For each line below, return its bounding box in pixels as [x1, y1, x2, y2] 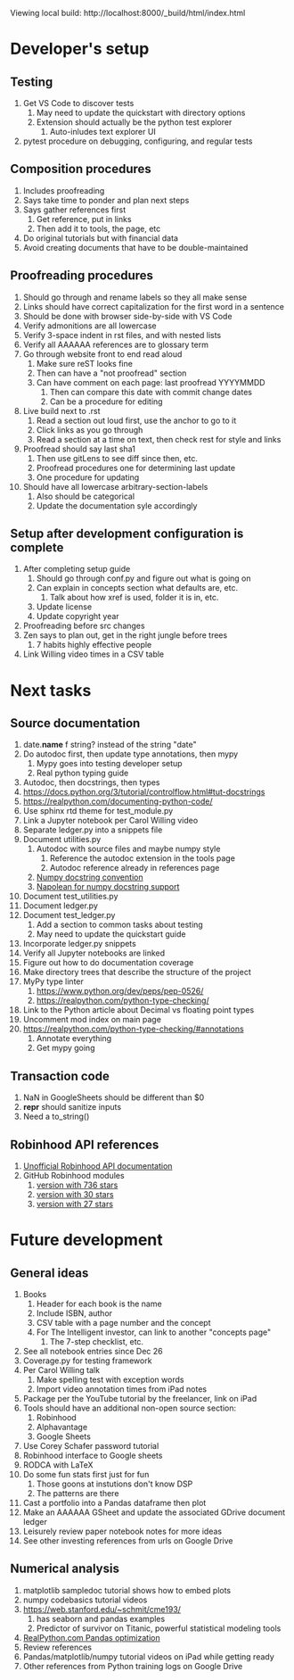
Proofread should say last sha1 [22, 443, 136, 454]
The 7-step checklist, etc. [49, 1337, 144, 1347]
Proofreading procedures [10, 268, 154, 284]
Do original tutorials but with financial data [22, 232, 179, 244]
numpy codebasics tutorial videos [22, 1594, 148, 1605]
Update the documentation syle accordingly [36, 500, 198, 511]
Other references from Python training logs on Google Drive [22, 1660, 243, 1671]
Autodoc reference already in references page [49, 863, 220, 873]
